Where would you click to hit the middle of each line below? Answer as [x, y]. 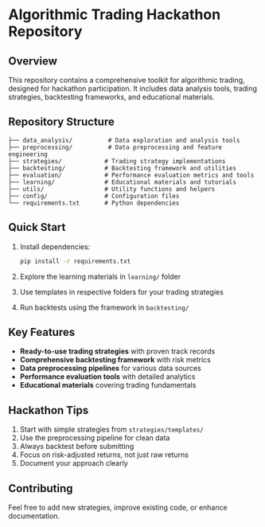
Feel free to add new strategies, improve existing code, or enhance [118, 507]
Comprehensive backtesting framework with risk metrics [115, 360]
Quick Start [37, 227]
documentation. [34, 516]
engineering [28, 154]
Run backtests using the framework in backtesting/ [104, 307]
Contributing [41, 488]
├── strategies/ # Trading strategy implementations [117, 161]
